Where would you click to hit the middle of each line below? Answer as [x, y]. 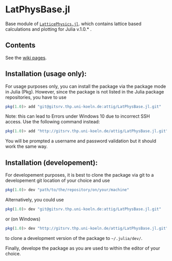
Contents [20, 45]
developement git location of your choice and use [58, 180]
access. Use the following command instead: [53, 122]
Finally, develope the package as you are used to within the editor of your [83, 248]
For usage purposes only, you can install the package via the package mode [86, 86]
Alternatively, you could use [35, 200]
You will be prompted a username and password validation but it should [81, 141]
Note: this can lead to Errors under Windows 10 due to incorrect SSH [78, 116]
